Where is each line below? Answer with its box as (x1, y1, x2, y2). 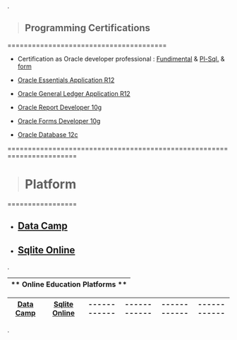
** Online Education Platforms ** (11, 279, 127, 289)
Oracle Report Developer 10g (17, 103, 102, 111)
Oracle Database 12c (17, 130, 78, 139)
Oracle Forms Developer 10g (17, 116, 101, 125)
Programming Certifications (24, 22, 150, 34)
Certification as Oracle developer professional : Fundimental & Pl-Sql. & (17, 54, 225, 63)
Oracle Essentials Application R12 (17, 75, 115, 84)
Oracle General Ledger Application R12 (17, 89, 130, 97)
